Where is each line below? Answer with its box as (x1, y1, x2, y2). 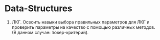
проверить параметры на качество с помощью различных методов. (11, 24, 155, 30)
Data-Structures (4, 3, 72, 14)
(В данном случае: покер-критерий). (11, 29, 89, 35)
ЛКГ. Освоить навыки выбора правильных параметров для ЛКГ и (11, 19, 150, 25)
